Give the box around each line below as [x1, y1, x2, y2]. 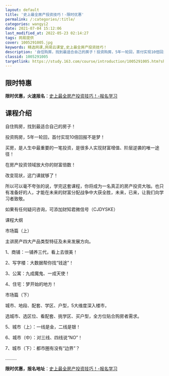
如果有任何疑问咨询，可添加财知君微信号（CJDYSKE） [5, 206, 118, 212]
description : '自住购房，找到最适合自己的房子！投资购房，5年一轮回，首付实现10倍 [5, 49, 160, 54]
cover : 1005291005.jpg [5, 40, 53, 45]
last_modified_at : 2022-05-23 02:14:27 [5, 31, 89, 36]
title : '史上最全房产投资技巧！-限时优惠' [5, 12, 84, 17]
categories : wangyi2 [5, 21, 49, 27]
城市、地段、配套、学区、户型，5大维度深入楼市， [5, 302, 110, 308]
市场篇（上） [5, 227, 32, 234]
